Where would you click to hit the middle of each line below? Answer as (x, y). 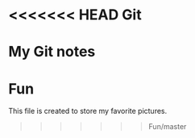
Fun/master (168, 127)
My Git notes (52, 52)
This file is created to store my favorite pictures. (88, 111)
